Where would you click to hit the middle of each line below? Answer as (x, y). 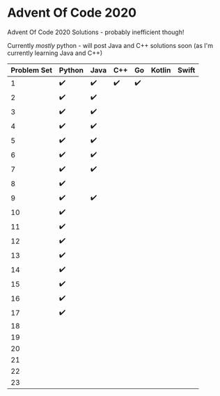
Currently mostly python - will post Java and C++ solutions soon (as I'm (110, 45)
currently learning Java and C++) (55, 53)
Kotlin (161, 70)
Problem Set (32, 70)
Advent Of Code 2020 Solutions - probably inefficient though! (96, 32)
